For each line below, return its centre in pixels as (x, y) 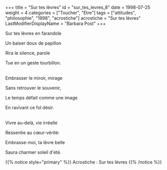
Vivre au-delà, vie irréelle (31, 123)
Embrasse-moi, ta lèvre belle (35, 142)
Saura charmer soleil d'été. (33, 152)
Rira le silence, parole (28, 53)
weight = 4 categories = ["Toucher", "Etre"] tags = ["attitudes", (71, 13)
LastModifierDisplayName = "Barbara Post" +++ (56, 23)
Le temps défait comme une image (41, 98)
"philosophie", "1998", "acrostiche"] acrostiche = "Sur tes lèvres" (73, 18)
